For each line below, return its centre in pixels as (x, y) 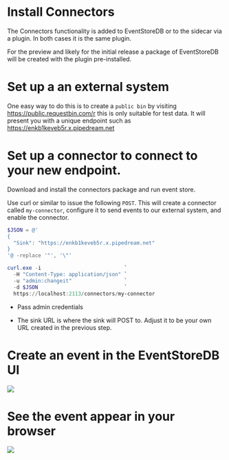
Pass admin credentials (50, 306)
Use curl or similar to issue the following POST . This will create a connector (112, 202)
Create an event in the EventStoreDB (113, 355)
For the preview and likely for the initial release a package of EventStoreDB (113, 52)
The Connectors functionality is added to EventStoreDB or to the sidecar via (115, 31)
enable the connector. (38, 217)
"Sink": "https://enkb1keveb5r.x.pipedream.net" (84, 243)
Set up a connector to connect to (102, 156)
